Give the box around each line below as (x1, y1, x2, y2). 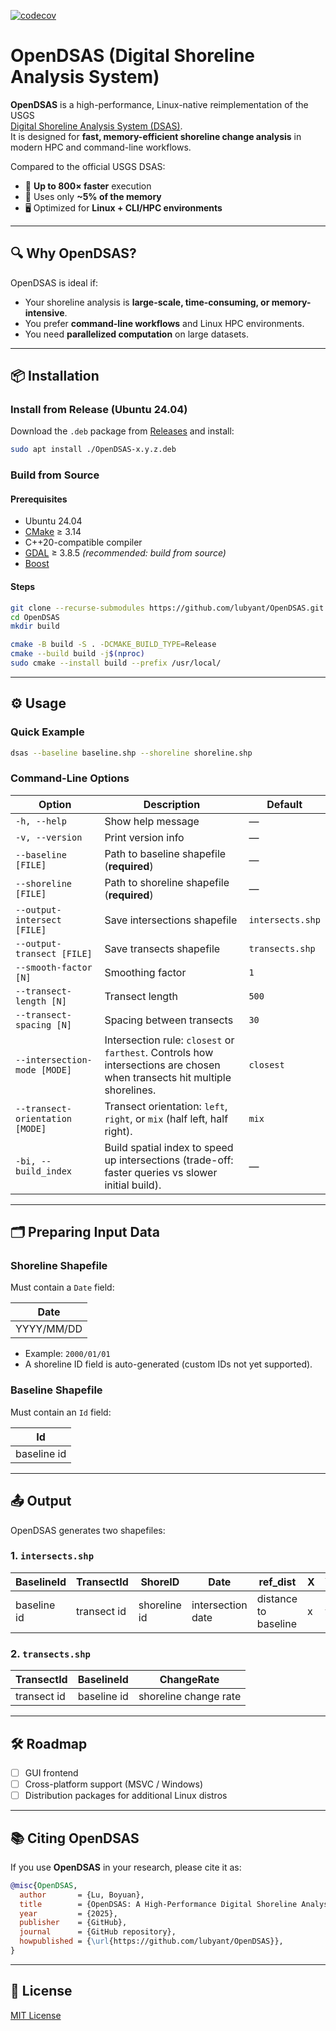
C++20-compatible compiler (24, 536, 143, 549)
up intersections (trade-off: (104, 1153, 234, 1167)
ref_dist (258, 1575, 297, 1589)
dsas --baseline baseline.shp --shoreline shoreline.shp (10, 748, 253, 758)
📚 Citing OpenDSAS (10, 1830, 140, 1847)
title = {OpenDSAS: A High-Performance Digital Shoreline (19, 1899, 298, 1909)
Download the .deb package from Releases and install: (10, 425, 235, 437)
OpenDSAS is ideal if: (10, 276, 99, 289)
